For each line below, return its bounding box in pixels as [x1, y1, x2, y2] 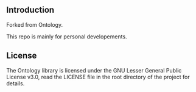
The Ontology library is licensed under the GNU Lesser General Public [6, 66, 182, 74]
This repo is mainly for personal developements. [6, 33, 127, 40]
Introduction [6, 5, 55, 15]
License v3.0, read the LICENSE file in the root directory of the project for [6, 73, 190, 80]
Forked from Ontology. [6, 21, 63, 28]
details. [6, 79, 25, 87]
